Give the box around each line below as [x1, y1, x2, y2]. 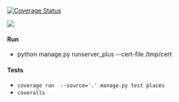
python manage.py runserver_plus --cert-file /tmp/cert [16, 50, 173, 58]
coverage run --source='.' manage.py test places [16, 82, 165, 89]
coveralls [16, 90, 46, 97]
